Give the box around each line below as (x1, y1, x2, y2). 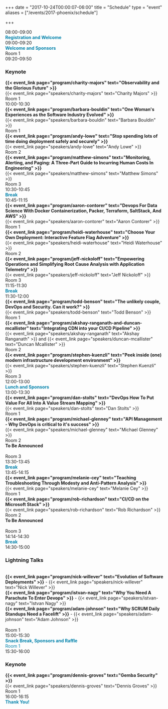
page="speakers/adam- (103, 611, 153, 617)
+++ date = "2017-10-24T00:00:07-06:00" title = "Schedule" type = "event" (5, 5, 162, 10)
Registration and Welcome (5, 35, 62, 40)
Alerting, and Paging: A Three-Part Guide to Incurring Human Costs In (5, 160, 154, 166)
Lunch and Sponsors (5, 384, 49, 390)
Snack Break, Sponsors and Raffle (5, 638, 78, 644)
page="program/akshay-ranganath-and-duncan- (36, 320, 142, 326)
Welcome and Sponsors (5, 45, 56, 51)
